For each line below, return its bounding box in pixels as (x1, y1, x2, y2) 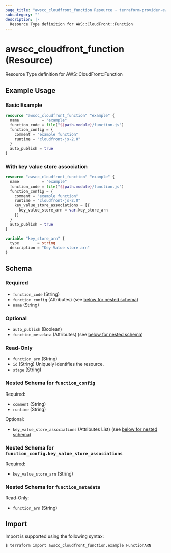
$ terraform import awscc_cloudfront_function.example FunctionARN (5, 543, 152, 548)
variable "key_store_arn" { (5, 235, 65, 241)
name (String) (12, 302, 39, 308)
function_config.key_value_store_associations (5, 451, 123, 456)
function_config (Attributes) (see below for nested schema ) (12, 296, 139, 302)
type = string (10, 241, 56, 246)
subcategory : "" (5, 12, 40, 17)
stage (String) (12, 366, 42, 373)
